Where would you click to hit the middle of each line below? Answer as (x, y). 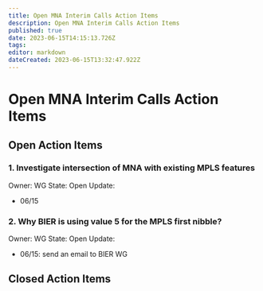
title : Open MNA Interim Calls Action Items (83, 16)
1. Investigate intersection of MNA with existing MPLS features (131, 168)
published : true (35, 30)
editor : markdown (37, 52)
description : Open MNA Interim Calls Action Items (94, 23)
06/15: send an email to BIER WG (74, 254)
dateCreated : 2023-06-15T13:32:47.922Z (75, 60)
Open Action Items (55, 145)
